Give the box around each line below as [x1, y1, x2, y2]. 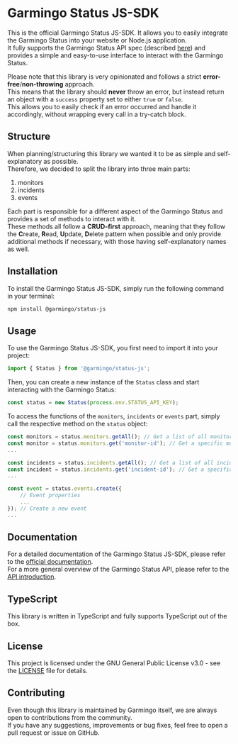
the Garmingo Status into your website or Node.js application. [7, 35, 187, 44]
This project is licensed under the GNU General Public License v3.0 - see [7, 659, 221, 667]
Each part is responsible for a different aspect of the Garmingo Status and [7, 207, 223, 216]
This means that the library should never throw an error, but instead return [7, 87, 225, 96]
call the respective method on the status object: [7, 420, 148, 428]
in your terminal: [7, 292, 55, 300]
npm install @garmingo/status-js [7, 305, 106, 313]
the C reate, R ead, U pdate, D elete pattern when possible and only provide [7, 229, 222, 238]
